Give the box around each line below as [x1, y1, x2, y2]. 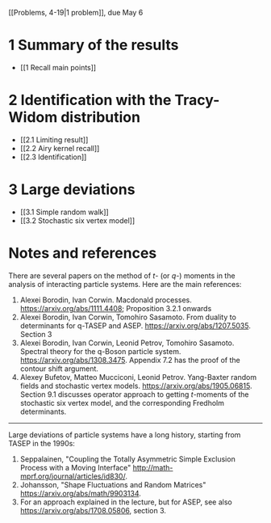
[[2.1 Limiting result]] [19, 134, 89, 145]
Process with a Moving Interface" [19, 462, 131, 472]
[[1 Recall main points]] [19, 62, 97, 72]
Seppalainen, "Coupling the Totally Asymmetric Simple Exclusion [19, 453, 236, 464]
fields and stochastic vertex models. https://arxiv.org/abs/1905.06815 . [19, 381, 252, 390]
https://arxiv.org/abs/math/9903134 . [19, 488, 141, 498]
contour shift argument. [19, 364, 99, 373]
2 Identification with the [8, 91, 172, 109]
